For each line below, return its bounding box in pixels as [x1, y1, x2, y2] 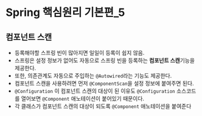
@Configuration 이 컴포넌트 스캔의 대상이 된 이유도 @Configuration [14, 87, 176, 95]
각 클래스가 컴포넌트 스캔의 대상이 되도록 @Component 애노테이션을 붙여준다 [14, 103, 192, 110]
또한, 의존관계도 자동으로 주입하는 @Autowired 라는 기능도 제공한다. [14, 72, 172, 79]
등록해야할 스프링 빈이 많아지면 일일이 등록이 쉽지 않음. [14, 49, 145, 56]
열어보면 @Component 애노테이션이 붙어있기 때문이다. [21, 95, 144, 102]
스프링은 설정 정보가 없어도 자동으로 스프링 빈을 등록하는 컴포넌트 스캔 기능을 [14, 57, 195, 64]
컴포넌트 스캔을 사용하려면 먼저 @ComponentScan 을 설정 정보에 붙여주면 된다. [14, 80, 194, 87]
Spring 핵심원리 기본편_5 [5, 5, 125, 20]
